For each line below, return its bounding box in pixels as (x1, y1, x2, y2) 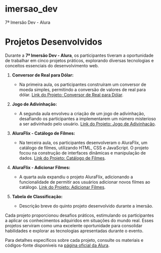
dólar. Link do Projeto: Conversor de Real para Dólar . (19, 92, 124, 97)
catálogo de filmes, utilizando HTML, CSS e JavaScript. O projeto (19, 144, 149, 151)
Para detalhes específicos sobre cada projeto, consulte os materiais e (5, 237, 144, 243)
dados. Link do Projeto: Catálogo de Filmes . (19, 155, 106, 161)
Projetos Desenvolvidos (5, 36, 103, 47)
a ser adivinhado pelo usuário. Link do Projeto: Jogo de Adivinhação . (19, 121, 156, 126)
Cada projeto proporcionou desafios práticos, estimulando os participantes (5, 212, 154, 218)
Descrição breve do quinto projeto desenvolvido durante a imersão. (19, 203, 153, 209)
